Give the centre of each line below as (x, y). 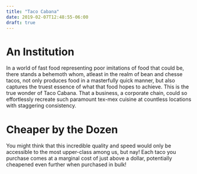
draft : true (21, 22)
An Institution (40, 52)
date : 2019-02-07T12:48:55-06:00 (47, 17)
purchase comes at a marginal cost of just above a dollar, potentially (89, 158)
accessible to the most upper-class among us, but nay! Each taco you (91, 152)
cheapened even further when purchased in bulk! (66, 165)
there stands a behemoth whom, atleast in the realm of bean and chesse (94, 74)
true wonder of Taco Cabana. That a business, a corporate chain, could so (97, 93)
